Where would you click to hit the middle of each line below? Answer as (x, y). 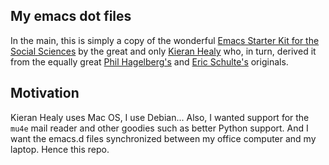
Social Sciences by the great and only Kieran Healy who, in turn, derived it (163, 51)
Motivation (45, 93)
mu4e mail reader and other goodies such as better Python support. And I (159, 128)
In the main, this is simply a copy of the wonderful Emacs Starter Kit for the (165, 40)
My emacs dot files (71, 16)
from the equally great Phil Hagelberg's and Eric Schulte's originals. (149, 61)
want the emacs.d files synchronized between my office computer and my (163, 138)
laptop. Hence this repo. (60, 149)
